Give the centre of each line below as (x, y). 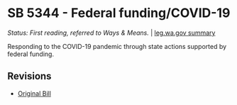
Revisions (29, 76)
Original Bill (34, 93)
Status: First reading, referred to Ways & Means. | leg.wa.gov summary (111, 33)
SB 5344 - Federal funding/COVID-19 (119, 13)
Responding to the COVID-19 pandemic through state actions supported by (117, 46)
